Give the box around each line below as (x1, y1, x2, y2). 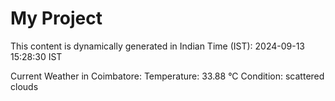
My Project (10, 7, 103, 30)
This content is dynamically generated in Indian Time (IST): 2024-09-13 (10, 40, 306, 52)
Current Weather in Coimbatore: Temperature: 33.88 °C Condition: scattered (10, 70, 325, 82)
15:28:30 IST (10, 50, 63, 62)
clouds (10, 80, 39, 92)
